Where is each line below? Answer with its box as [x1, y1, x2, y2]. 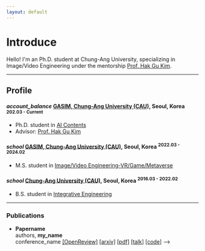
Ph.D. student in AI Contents [15, 122, 87, 129]
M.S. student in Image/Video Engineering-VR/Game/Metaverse [15, 162, 173, 169]
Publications [6, 211, 45, 220]
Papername [15, 225, 46, 233]
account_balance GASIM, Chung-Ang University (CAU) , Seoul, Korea [6, 102, 185, 110]
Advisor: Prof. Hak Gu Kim [15, 128, 81, 135]
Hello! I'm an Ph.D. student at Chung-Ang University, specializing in [6, 56, 176, 63]
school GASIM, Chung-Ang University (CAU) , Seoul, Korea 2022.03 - [6, 142, 180, 150]
